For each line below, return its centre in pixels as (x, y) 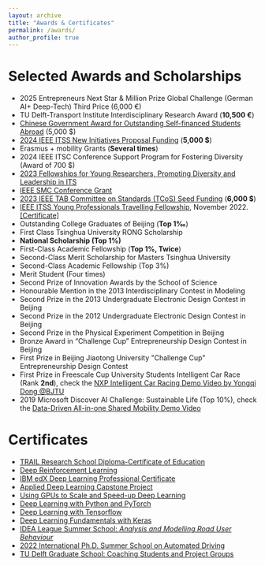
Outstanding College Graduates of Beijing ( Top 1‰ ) (104, 224)
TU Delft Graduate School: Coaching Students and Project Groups (127, 554)
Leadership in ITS (48, 182)
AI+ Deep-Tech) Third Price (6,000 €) (80, 106)
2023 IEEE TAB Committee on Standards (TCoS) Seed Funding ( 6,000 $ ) (138, 199)
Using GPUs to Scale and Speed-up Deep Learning (103, 495)
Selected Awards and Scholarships (125, 76)
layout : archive (35, 15)
